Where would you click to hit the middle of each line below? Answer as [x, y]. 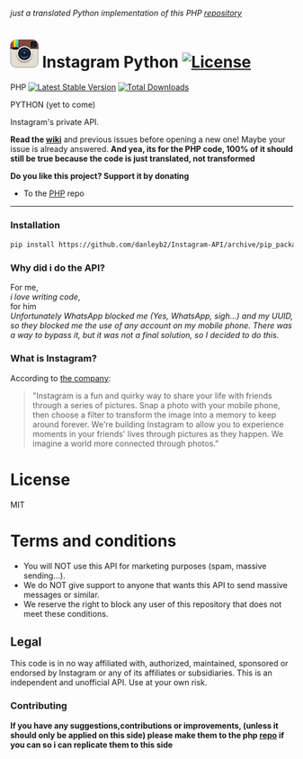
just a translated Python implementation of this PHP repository [126, 13]
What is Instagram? [53, 359]
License [40, 479]
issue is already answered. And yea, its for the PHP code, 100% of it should [151, 148]
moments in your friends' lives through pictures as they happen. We [158, 433]
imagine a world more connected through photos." [125, 443]
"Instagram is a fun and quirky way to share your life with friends [152, 396]
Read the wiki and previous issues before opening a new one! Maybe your [148, 139]
